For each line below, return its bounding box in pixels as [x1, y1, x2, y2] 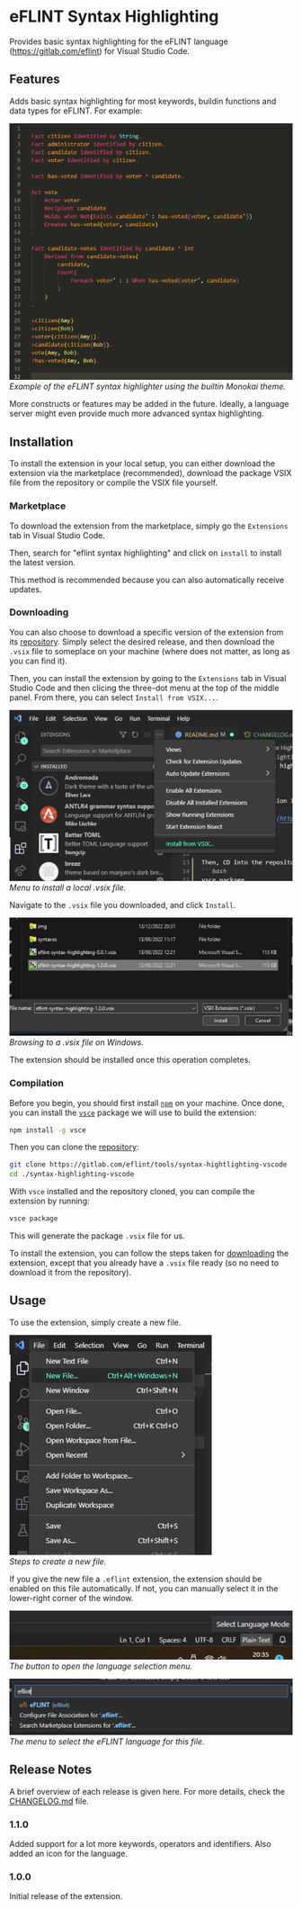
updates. [9, 583, 42, 595]
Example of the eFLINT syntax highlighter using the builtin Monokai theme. [9, 381, 286, 392]
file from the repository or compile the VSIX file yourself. [9, 477, 218, 488]
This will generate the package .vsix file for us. [9, 1230, 186, 1241]
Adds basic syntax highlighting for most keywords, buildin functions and [9, 95, 277, 106]
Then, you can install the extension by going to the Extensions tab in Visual [9, 672, 287, 683]
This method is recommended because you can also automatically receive [9, 574, 285, 585]
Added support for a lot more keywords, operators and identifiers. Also [9, 1839, 271, 1850]
